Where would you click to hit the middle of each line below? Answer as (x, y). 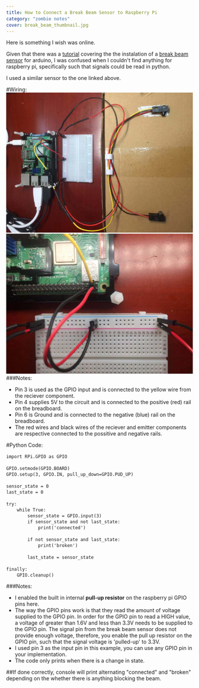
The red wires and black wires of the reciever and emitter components (100, 427)
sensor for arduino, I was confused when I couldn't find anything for (89, 60)
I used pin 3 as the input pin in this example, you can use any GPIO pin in (103, 648)
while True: (31, 510)
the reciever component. (45, 396)
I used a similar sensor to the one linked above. (64, 78)
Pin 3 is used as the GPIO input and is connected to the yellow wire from (103, 390)
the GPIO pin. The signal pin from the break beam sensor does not (95, 629)
